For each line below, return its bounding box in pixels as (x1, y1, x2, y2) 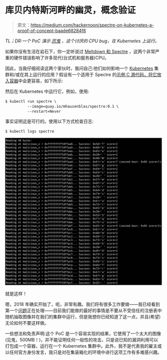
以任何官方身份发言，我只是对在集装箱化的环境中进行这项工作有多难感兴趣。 (5, 350, 162, 356)
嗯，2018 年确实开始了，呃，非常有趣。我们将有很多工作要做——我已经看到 (5, 301, 160, 307)
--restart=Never (27, 109, 61, 114)
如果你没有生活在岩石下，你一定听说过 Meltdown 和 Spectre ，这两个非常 (5, 48, 156, 54)
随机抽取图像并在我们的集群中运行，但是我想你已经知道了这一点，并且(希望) (5, 314, 161, 320)
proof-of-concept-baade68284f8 (17, 27, 86, 33)
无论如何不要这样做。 (5, 320, 49, 326)
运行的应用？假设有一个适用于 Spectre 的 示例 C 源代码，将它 (33, 71, 158, 77)
